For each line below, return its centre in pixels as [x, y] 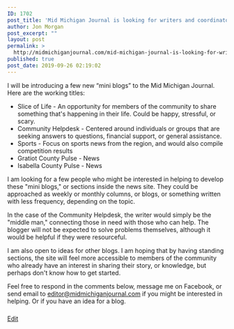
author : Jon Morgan [36, 26]
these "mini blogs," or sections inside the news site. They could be [103, 186]
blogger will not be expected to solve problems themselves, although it [109, 229]
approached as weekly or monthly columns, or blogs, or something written [114, 194]
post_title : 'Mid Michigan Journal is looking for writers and [101, 20]
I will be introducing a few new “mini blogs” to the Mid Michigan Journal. [111, 85]
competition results [45, 151]
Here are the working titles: [46, 93]
